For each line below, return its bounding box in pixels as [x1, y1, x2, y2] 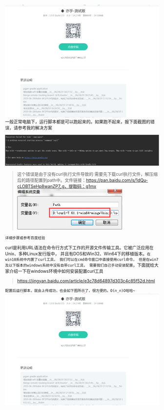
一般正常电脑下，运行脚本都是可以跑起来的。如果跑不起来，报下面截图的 [5, 119, 150, 124]
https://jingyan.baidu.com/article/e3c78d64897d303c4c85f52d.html [17, 278, 155, 284]
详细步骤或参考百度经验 [5, 235, 45, 240]
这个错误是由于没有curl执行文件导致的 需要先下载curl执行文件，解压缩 [17, 171, 158, 177]
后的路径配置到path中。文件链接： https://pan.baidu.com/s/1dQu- [17, 177, 148, 183]
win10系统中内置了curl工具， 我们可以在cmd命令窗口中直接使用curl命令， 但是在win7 [5, 257, 159, 262]
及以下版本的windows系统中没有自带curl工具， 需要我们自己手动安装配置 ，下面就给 [5, 262, 155, 268]
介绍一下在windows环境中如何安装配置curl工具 [9, 268, 103, 274]
